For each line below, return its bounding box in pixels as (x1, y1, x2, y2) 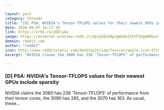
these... (5, 100, 20, 106)
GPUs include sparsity (5, 79, 60, 86)
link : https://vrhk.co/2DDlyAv (5, 30, 69, 35)
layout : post (5, 11, 32, 16)
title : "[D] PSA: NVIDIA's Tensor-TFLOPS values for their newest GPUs (5, 21, 154, 25)
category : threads (5, 16, 42, 21)
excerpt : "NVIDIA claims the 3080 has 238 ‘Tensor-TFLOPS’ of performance (5, 52, 161, 57)
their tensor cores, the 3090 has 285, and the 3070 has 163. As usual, (5, 95, 145, 101)
